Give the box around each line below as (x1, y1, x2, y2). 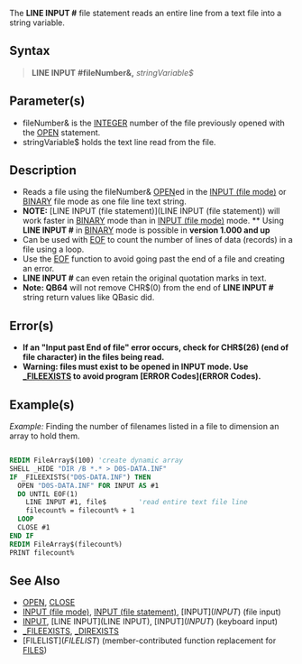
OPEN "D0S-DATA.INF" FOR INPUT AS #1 (17, 481, 160, 490)
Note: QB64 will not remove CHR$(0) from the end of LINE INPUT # (22, 282, 274, 293)
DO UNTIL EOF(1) (17, 489, 78, 499)
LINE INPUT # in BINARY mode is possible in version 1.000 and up (22, 225, 270, 235)
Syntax (9, 43, 50, 59)
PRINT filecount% (9, 548, 75, 558)
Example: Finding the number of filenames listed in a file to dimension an (9, 421, 279, 432)
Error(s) (9, 318, 54, 333)
